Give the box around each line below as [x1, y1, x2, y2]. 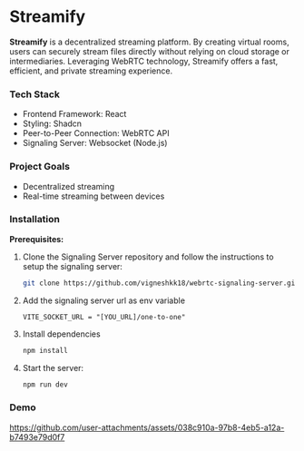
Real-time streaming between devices [22, 191, 165, 201]
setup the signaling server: [22, 260, 123, 271]
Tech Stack [9, 88, 61, 101]
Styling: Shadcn [22, 118, 83, 129]
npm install [22, 346, 68, 355]
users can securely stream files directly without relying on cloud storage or [9, 45, 290, 56]
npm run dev [22, 379, 68, 389]
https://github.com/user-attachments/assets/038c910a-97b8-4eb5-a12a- [9, 422, 285, 433]
